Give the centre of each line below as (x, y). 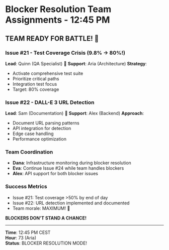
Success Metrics (26, 187)
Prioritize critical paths (36, 78)
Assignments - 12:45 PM (58, 20)
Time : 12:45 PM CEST (28, 232)
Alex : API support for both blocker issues (55, 174)
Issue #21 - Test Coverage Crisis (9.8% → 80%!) (65, 53)
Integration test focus (35, 84)
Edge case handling (33, 134)
